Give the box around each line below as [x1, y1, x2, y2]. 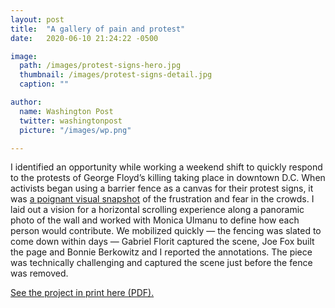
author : [10, 97, 43, 107]
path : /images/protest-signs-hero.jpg [19, 61, 182, 71]
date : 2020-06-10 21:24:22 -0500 [10, 33, 159, 43]
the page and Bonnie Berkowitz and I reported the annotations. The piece [10, 246, 313, 258]
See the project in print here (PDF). [10, 287, 155, 299]
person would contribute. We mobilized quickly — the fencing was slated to [10, 225, 322, 237]
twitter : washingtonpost [19, 116, 123, 126]
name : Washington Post [19, 106, 114, 116]
